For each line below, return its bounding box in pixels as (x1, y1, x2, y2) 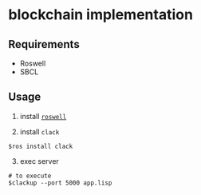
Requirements (8, 38, 80, 51)
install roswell (19, 111, 67, 121)
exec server (19, 156, 60, 165)
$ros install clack (8, 142, 73, 150)
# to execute (8, 172, 52, 180)
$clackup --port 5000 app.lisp (8, 178, 112, 187)
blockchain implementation (8, 6, 194, 24)
